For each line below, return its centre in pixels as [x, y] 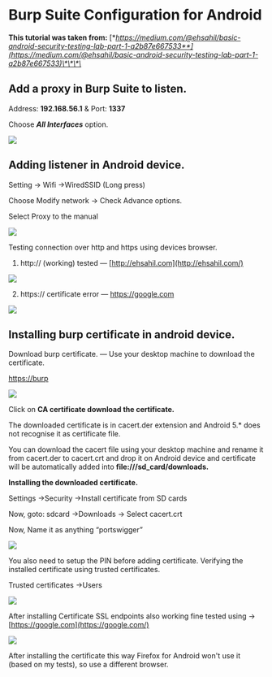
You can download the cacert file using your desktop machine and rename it [136, 449]
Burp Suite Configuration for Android [135, 15]
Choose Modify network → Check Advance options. [95, 200]
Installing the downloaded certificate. [73, 483]
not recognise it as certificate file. [65, 434]
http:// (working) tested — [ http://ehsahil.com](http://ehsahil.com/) [132, 263]
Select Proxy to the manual [54, 216]
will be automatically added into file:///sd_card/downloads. [109, 467]
